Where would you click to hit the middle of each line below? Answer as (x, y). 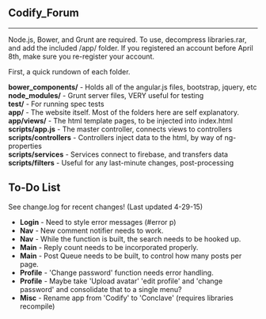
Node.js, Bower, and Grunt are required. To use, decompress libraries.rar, (127, 40)
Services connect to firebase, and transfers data (149, 154)
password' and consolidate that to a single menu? (101, 289)
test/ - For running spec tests (56, 104)
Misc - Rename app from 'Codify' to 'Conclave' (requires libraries (126, 298)
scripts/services (36, 154)
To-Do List (34, 188)
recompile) (37, 306)
